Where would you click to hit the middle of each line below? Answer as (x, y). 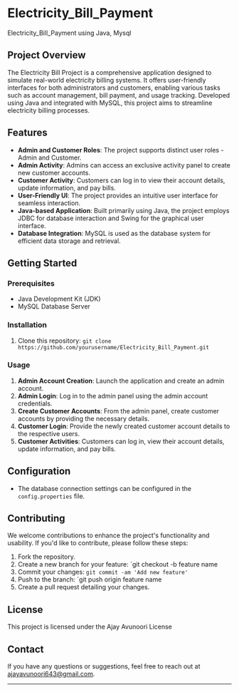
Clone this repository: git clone (64, 341)
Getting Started (42, 263)
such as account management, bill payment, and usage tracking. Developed (119, 95)
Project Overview (47, 55)
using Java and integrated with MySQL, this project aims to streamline (110, 103)
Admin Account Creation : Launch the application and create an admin (121, 381)
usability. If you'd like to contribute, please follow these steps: (98, 543)
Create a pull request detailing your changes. (84, 587)
